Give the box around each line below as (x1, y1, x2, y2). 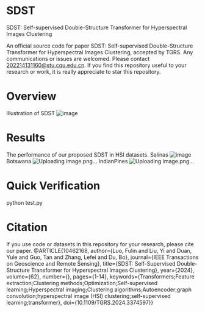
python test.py (6, 199, 43, 206)
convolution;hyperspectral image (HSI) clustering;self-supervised (6, 292, 171, 299)
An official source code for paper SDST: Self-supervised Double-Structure (6, 42, 193, 49)
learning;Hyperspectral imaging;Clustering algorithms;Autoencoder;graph (6, 286, 192, 293)
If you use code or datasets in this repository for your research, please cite (6, 240, 194, 247)
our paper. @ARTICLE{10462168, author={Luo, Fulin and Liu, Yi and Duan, (6, 247, 192, 254)
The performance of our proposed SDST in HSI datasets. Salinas (6, 151, 169, 158)
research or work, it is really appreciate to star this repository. (6, 68, 161, 75)
